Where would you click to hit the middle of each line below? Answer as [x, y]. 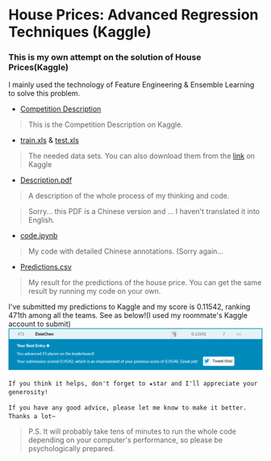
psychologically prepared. [71, 448]
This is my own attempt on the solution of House [105, 57]
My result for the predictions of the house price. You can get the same [145, 283]
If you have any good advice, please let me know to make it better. [128, 408]
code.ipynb [39, 236]
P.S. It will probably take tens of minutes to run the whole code [132, 431]
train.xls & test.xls [49, 140]
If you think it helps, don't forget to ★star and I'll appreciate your [133, 383]
